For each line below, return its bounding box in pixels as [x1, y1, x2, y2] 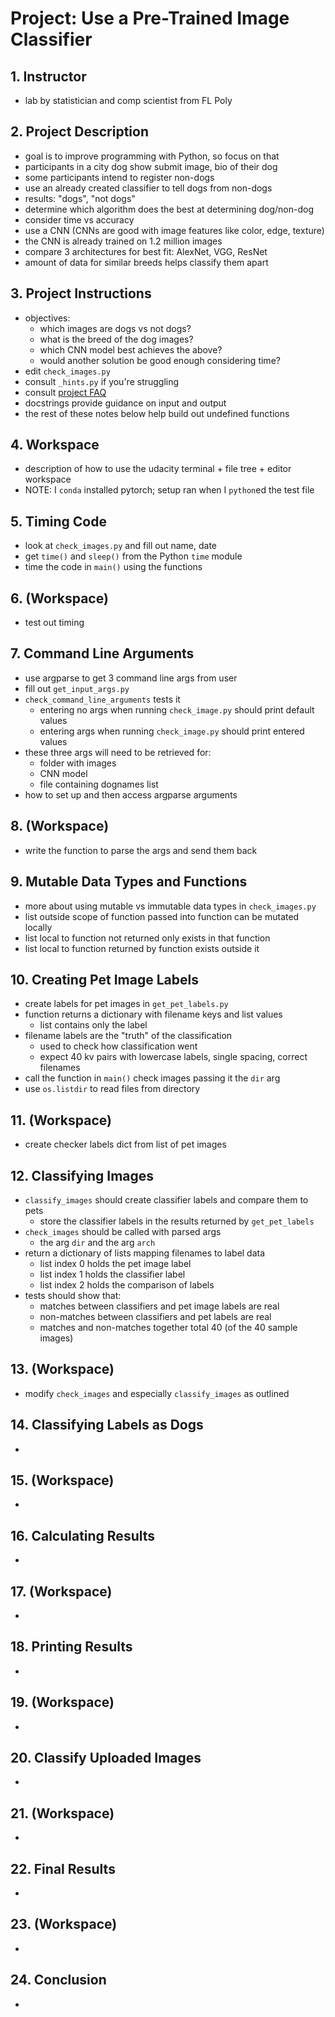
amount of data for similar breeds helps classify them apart [24, 256, 269, 268]
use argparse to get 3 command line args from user [24, 672, 238, 684]
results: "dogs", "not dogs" [24, 192, 136, 204]
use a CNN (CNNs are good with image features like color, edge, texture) [24, 224, 325, 236]
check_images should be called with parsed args [24, 1225, 222, 1237]
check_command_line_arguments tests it [24, 693, 181, 705]
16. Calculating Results [10, 1527, 156, 1544]
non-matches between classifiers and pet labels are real [39, 1310, 272, 1322]
